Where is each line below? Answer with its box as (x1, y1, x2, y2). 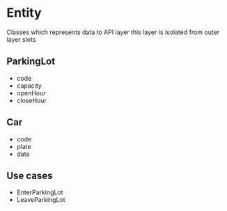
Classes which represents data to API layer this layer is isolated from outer (6, 28, 220, 36)
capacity (16, 81, 42, 90)
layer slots (6, 35, 36, 43)
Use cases (6, 169, 53, 182)
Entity (6, 5, 42, 21)
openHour (16, 88, 46, 97)
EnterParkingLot (16, 188, 63, 196)
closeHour (16, 96, 47, 104)
